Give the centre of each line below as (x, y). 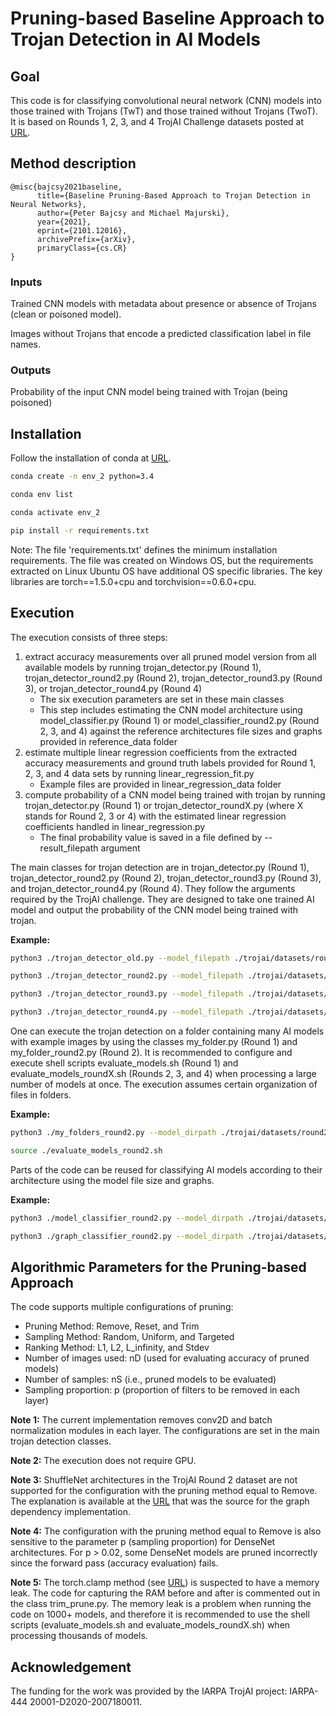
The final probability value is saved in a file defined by (151, 837)
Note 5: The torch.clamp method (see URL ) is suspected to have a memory (165, 1583)
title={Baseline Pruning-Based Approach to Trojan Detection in (173, 195)
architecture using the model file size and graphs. (112, 1180)
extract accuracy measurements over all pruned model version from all (170, 656)
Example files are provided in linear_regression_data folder (160, 784)
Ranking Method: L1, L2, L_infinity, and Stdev (117, 1348)
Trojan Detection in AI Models (135, 39)
